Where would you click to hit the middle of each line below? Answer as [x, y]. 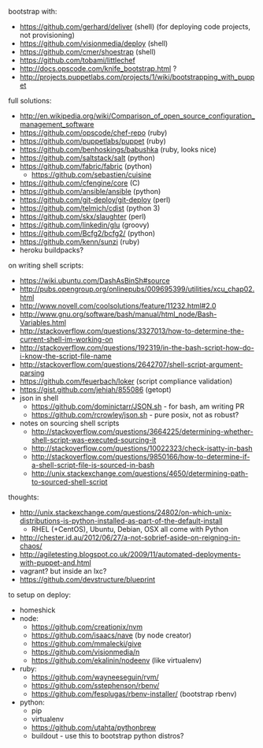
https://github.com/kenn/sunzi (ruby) [80, 241]
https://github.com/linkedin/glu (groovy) [84, 225]
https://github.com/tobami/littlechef [77, 60]
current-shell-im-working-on [67, 339]
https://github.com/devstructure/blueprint [87, 580]
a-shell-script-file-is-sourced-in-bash [93, 465]
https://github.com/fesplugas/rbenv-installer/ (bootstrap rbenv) [134, 694]
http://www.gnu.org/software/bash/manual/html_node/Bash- [118, 314]
